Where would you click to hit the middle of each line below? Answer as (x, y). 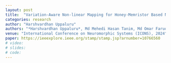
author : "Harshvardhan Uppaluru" (41, 24)
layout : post (19, 10)
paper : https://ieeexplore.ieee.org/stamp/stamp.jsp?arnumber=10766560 (83, 39)
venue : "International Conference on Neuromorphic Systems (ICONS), (79, 34)
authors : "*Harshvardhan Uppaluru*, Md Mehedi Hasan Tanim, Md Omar (79, 29)
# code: (13, 52)
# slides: (16, 48)
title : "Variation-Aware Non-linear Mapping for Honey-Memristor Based (84, 15)
